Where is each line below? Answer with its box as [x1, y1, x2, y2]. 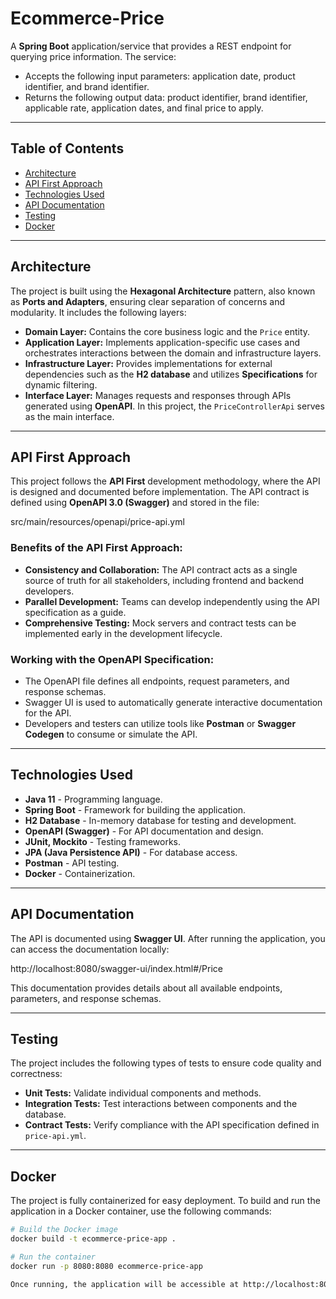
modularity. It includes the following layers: [10, 306, 187, 318]
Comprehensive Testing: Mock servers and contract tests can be [24, 617, 297, 629]
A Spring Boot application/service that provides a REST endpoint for [10, 40, 292, 52]
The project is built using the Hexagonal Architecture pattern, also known [10, 285, 316, 297]
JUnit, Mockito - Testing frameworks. [24, 835, 182, 847]
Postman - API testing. [24, 857, 120, 869]
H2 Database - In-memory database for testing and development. [24, 814, 297, 826]
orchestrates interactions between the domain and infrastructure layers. [24, 347, 322, 359]
